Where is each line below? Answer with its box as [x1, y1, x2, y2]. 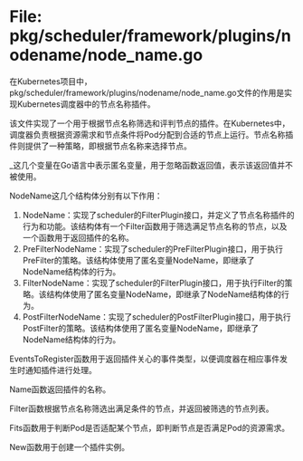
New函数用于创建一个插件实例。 [9, 441, 129, 452]
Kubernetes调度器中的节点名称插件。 [16, 98, 156, 110]
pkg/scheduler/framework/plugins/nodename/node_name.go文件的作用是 [9, 87, 285, 98]
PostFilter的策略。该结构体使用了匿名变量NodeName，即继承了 [22, 322, 260, 333]
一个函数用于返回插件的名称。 [22, 232, 134, 243]
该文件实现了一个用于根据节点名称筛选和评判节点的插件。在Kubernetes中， [9, 118, 290, 129]
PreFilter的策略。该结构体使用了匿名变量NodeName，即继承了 [22, 255, 255, 265]
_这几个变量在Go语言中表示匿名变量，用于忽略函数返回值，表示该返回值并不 [9, 159, 294, 170]
